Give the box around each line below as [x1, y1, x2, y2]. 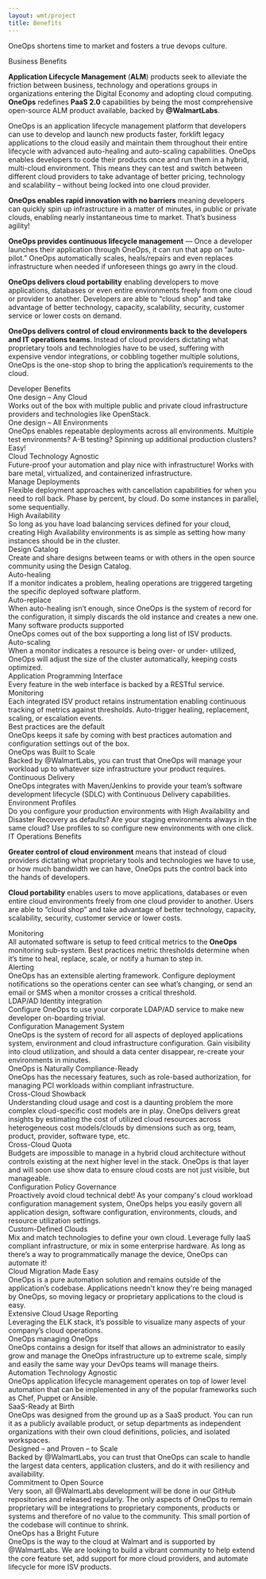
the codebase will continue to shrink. [8, 1519, 129, 1529]
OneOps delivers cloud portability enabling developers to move [8, 277, 219, 286]
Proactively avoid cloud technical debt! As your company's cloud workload [8, 1190, 253, 1200]
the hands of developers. [8, 872, 91, 882]
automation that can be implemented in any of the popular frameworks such [8, 1384, 256, 1394]
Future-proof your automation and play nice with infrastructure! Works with [8, 460, 254, 469]
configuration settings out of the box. [8, 739, 130, 748]
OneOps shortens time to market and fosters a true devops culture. [8, 41, 228, 50]
